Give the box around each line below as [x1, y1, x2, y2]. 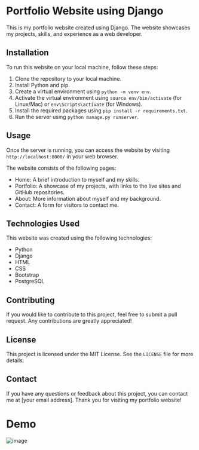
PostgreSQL [14, 278, 45, 285]
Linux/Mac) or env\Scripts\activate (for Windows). [14, 100, 143, 108]
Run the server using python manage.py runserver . [14, 113, 139, 120]
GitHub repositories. [14, 188, 65, 195]
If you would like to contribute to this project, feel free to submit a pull [6, 311, 177, 318]
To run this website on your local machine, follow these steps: [6, 63, 158, 71]
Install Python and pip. [14, 81, 71, 88]
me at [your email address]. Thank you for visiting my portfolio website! [6, 396, 182, 403]
